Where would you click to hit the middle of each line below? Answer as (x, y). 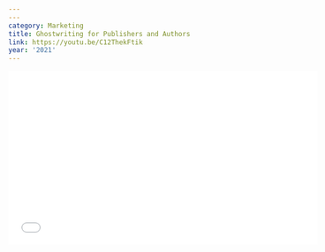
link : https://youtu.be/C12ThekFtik (76, 42)
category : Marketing (46, 26)
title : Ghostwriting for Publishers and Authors (99, 34)
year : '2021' (32, 50)
